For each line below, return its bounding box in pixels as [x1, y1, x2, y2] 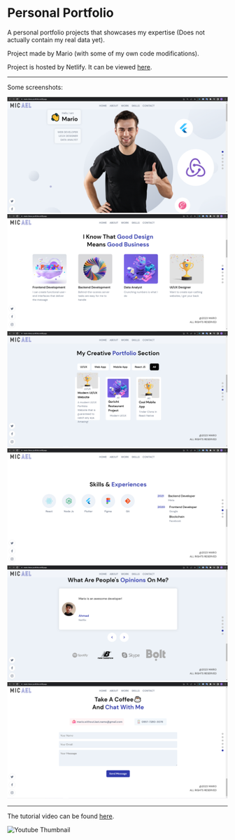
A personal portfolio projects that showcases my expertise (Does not [7, 28, 205, 36]
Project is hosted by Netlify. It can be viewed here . [7, 62, 152, 71]
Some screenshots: [7, 83, 63, 91]
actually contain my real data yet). [7, 35, 105, 44]
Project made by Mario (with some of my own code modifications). [7, 49, 199, 58]
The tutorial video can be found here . [7, 812, 115, 820]
